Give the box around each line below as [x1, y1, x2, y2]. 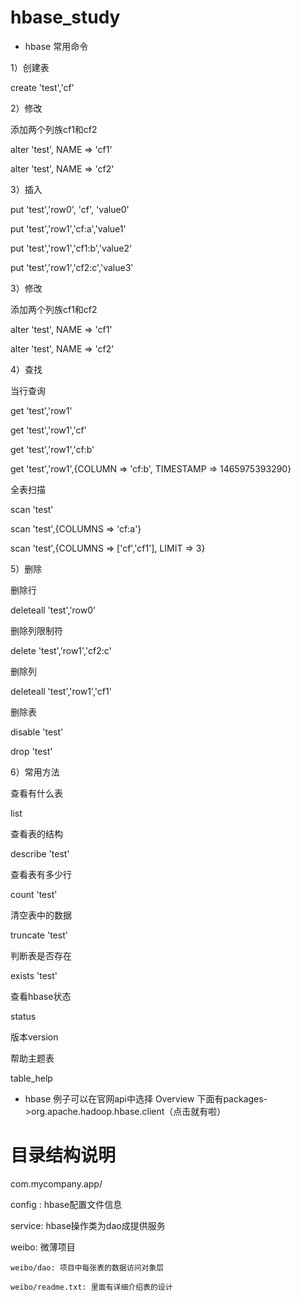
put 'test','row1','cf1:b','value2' [10, 242, 133, 254]
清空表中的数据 [10, 909, 72, 921]
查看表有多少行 [10, 868, 72, 880]
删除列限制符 [10, 624, 63, 636]
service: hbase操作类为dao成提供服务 [10, 1219, 166, 1231]
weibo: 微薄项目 [10, 1241, 76, 1253]
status [10, 1010, 37, 1022]
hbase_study [10, 6, 121, 29]
